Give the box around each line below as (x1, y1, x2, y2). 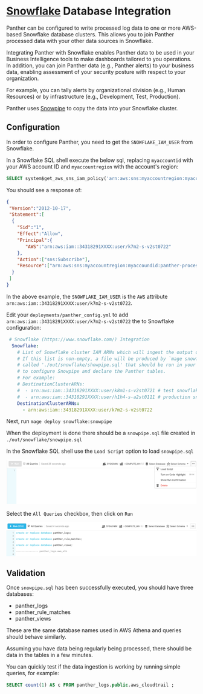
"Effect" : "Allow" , (17, 231, 63, 237)
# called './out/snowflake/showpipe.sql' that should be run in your (17, 362, 196, 368)
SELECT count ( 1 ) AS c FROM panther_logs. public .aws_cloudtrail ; (6, 682, 174, 689)
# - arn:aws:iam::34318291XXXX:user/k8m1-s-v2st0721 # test (17, 387, 174, 393)
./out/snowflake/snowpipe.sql (6, 437, 83, 443)
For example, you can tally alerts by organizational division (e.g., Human (6, 86, 185, 93)
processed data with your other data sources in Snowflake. (6, 37, 153, 44)
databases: (6, 590, 34, 598)
